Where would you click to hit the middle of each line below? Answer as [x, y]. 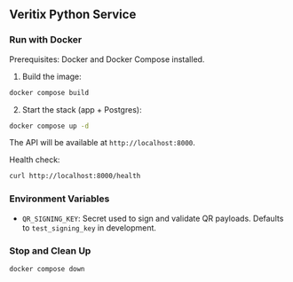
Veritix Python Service [73, 15]
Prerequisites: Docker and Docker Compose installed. [107, 59]
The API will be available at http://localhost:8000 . [102, 143]
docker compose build [49, 92]
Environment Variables [59, 199]
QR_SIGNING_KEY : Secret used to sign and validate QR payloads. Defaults [153, 218]
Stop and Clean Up [50, 250]
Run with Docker [46, 40]
